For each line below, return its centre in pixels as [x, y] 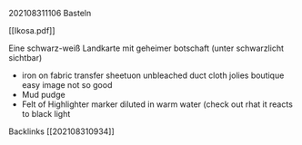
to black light [46, 114]
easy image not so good [67, 85]
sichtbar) [25, 58]
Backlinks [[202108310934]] [61, 131]
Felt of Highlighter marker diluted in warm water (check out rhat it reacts [157, 104]
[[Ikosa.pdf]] [32, 30]
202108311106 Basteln [50, 13]
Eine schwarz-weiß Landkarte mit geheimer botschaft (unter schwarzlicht [146, 48]
